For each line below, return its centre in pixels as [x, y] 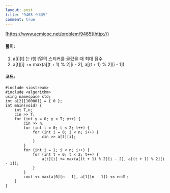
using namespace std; [28, 96]
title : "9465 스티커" [27, 15]
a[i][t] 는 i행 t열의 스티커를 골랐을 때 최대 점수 [58, 59]
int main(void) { [24, 105]
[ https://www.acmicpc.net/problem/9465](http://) [57, 34]
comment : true [20, 19]
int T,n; [24, 110]
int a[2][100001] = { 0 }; [34, 101]
